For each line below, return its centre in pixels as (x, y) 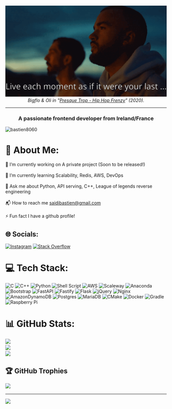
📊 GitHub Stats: (40, 324)
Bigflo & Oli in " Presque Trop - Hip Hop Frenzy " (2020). (86, 100)
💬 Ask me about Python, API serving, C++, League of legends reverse (79, 186)
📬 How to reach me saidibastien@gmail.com (53, 203)
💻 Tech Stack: (37, 268)
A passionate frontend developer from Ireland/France (86, 118)
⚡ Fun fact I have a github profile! (40, 216)
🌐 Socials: (22, 234)
